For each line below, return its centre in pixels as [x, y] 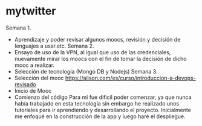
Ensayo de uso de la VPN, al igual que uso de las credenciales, [93, 52]
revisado [25, 84]
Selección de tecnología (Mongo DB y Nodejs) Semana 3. [86, 71]
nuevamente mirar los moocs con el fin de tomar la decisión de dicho [100, 58]
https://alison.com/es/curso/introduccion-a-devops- [130, 78]
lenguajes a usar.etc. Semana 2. [54, 46]
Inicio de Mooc [33, 90]
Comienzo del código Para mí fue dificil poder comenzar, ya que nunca [103, 97]
